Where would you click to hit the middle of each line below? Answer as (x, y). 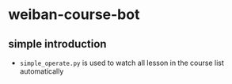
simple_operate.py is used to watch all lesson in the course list (122, 63)
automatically (42, 71)
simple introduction (57, 44)
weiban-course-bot (74, 15)
